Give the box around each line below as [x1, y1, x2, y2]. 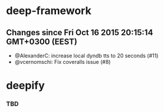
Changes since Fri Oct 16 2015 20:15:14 [6, 28, 153, 38]
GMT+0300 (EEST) [6, 36, 78, 46]
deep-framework [6, 4, 91, 18]
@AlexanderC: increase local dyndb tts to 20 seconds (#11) [14, 52, 159, 59]
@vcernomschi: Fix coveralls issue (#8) [14, 59, 111, 65]
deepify [6, 79, 45, 92]
